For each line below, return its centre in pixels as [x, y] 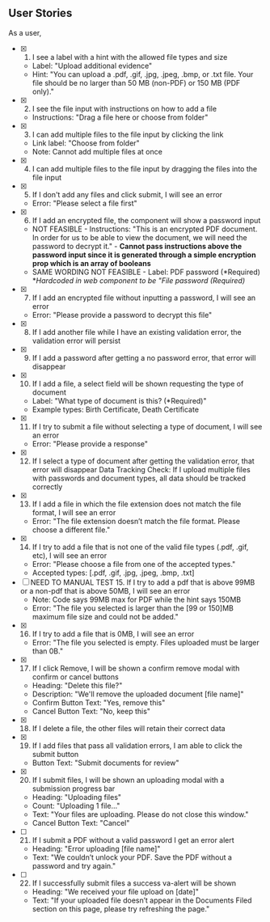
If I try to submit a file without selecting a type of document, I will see [147, 426]
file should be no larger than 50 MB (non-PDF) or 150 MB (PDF [136, 82]
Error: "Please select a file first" [84, 203]
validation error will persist [76, 340]
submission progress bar [74, 789]
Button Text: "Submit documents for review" [105, 763]
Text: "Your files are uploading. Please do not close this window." [140, 814]
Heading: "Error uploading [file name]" [96, 848]
